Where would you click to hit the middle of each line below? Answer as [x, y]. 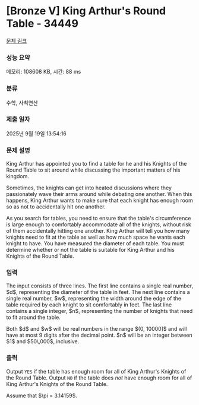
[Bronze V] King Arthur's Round [86, 11]
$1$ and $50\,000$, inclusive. [43, 341]
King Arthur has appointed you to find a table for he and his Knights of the [97, 164]
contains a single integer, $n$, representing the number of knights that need [99, 311]
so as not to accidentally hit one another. [56, 207]
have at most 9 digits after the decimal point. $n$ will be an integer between [99, 335]
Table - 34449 [42, 23]
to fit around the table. [33, 317]
